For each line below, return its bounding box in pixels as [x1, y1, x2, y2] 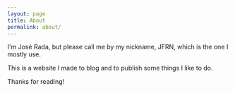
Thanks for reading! [7, 77, 65, 86]
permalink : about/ [7, 23, 61, 30]
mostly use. [7, 50, 41, 58]
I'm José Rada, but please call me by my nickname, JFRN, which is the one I [7, 43, 229, 51]
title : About [7, 17, 46, 24]
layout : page [7, 10, 46, 18]
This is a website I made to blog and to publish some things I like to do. [7, 64, 213, 73]
